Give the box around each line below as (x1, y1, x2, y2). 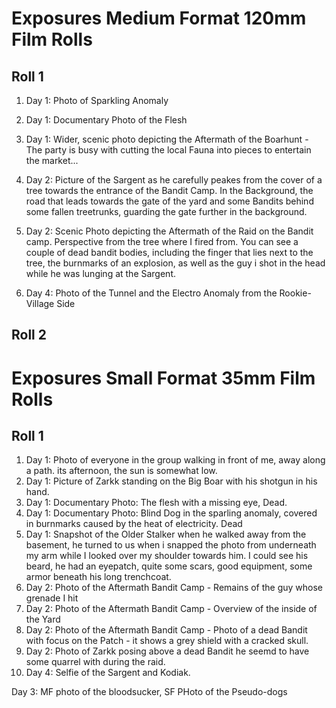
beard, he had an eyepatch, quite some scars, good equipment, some (25, 560, 313, 572)
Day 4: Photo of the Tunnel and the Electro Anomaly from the (25, 287, 278, 299)
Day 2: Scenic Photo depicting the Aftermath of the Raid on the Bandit (25, 225, 314, 237)
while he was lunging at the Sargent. (25, 268, 176, 279)
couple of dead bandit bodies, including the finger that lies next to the (25, 247, 314, 258)
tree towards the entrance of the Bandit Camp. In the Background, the (25, 185, 314, 196)
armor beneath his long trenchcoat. (25, 571, 172, 583)
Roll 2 (11, 327, 47, 344)
